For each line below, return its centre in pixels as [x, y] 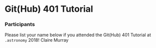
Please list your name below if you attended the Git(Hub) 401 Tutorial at [78, 35]
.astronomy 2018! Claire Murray [37, 40]
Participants [20, 24]
